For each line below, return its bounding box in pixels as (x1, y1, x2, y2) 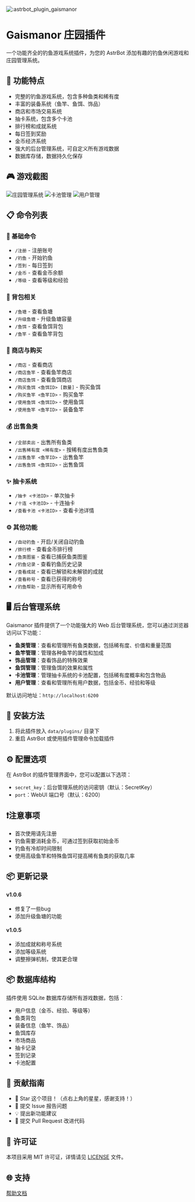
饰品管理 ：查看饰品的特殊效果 (14, 656, 88, 664)
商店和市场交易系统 (14, 107, 62, 114)
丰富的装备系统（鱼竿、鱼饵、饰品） (14, 100, 104, 107)
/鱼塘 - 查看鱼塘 (14, 308, 54, 315)
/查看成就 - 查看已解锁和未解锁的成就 (14, 568, 103, 575)
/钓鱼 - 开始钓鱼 (14, 254, 54, 262)
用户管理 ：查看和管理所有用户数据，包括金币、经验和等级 (14, 679, 156, 686)
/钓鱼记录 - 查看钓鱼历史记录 (14, 560, 83, 568)
